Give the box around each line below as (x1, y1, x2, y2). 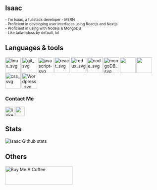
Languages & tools (5, 44, 63, 52)
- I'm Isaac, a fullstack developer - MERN (5, 17, 75, 22)
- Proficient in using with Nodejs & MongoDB (5, 26, 81, 31)
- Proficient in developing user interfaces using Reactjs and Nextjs (5, 21, 118, 26)
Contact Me (5, 95, 34, 102)
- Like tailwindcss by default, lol (5, 30, 59, 35)
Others (5, 153, 27, 161)
